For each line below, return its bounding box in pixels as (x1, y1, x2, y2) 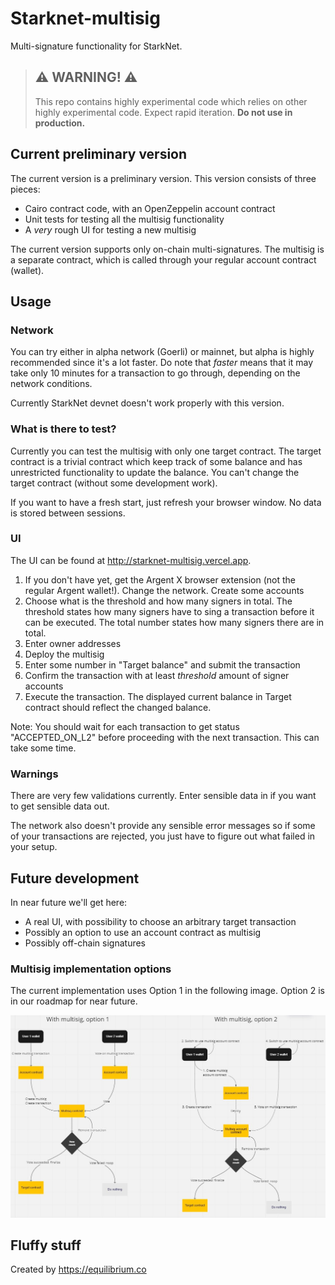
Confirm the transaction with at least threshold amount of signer (24, 669, 290, 681)
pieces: (10, 183, 41, 195)
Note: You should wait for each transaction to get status (10, 720, 240, 732)
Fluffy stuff (10, 1237, 82, 1254)
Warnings (10, 767, 59, 781)
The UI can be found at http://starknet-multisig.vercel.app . (10, 554, 252, 566)
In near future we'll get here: (10, 896, 128, 908)
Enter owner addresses (24, 637, 122, 649)
